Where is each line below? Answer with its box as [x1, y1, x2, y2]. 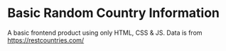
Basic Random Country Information [7, 5, 220, 21]
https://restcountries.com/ [7, 35, 85, 44]
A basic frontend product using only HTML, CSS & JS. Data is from [7, 28, 203, 37]
